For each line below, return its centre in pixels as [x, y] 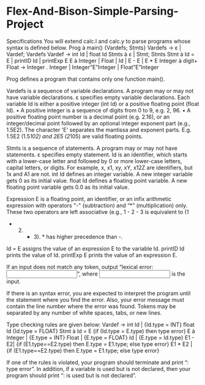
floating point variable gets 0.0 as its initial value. [68, 187]
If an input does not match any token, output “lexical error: [80, 266]
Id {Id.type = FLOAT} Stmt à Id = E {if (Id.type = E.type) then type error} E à [101, 331]
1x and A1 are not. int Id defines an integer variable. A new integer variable [100, 174]
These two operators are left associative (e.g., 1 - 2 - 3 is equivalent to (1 [98, 211]
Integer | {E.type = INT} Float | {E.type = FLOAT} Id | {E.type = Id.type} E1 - [100, 337]
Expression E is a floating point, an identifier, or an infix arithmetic [89, 199]
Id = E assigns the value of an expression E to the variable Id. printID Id [95, 248]
